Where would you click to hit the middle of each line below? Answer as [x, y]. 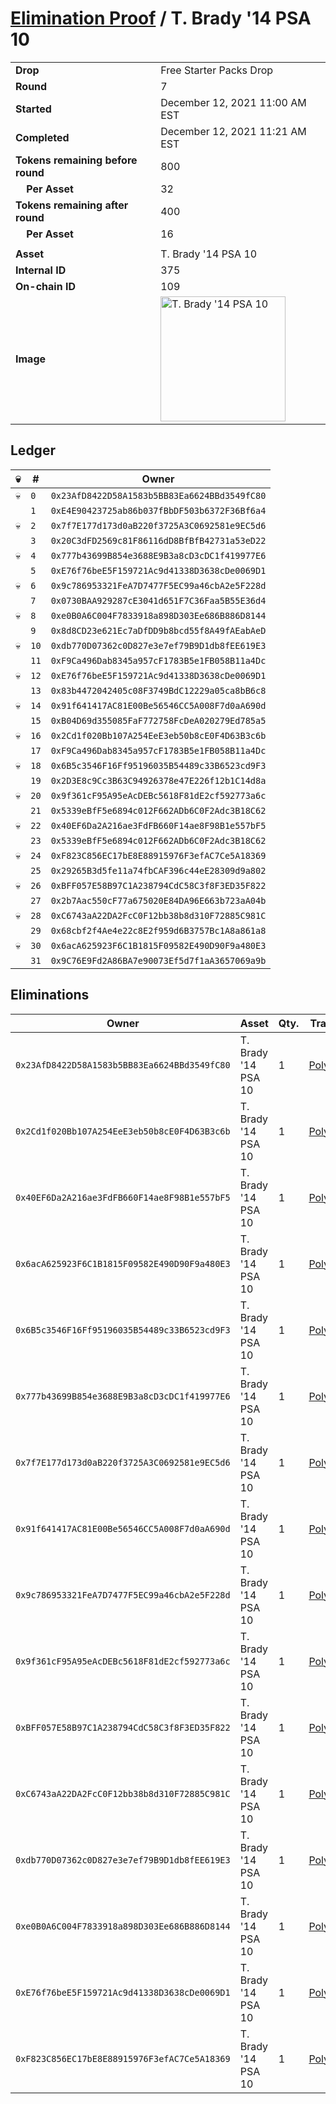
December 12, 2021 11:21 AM [233, 131]
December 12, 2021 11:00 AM [233, 102]
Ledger [33, 450]
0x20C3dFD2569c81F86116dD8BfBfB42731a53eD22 [158, 540]
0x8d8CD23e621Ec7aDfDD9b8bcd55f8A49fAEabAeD [158, 630]
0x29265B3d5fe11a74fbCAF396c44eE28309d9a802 [158, 870]
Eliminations [50, 995]
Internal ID [41, 270]
